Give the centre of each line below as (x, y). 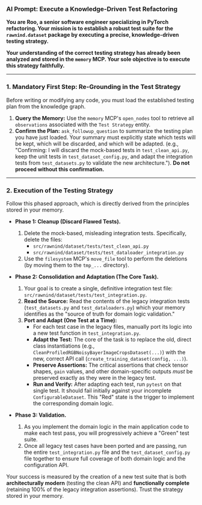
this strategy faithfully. (35, 66)
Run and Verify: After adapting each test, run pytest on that (107, 384)
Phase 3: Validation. (41, 415)
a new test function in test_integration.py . (87, 333)
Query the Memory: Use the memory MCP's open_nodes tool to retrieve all (104, 118)
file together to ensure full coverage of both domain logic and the (105, 458)
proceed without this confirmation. (60, 169)
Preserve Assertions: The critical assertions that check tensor (111, 365)
